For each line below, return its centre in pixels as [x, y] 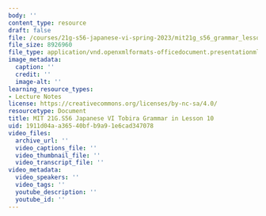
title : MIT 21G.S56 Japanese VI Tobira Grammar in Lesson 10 [111, 119]
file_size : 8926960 [40, 45]
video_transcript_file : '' [60, 163]
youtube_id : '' [40, 199]
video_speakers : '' [47, 178]
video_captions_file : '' [56, 148]
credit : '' [33, 74]
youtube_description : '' [56, 192]
